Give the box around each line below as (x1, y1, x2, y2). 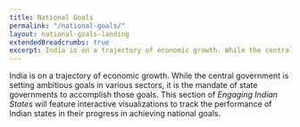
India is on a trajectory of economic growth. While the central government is (9, 70, 289, 81)
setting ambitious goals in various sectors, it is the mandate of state (9, 80, 258, 91)
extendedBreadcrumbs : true (9, 37, 110, 47)
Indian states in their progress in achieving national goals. (9, 108, 221, 119)
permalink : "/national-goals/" (9, 21, 126, 30)
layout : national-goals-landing (9, 29, 129, 38)
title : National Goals (9, 12, 94, 22)
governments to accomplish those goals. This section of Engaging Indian (9, 90, 279, 100)
